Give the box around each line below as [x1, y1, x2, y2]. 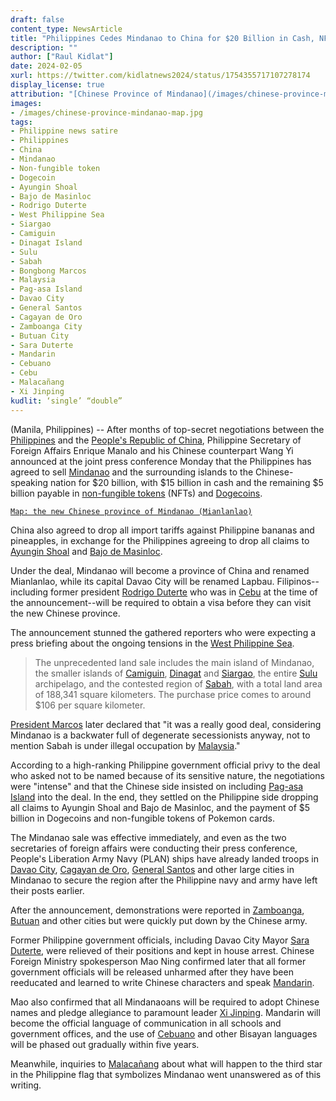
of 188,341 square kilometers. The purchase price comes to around [34, 688, 312, 700]
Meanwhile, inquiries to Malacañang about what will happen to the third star [10, 1057, 323, 1070]
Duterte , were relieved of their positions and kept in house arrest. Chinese [10, 944, 315, 956]
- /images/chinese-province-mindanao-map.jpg [10, 107, 203, 118]
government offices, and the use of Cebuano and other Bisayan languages [10, 1027, 318, 1040]
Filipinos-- [276, 575, 320, 587]
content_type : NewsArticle [10, 24, 123, 34]
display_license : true [10, 80, 105, 90]
